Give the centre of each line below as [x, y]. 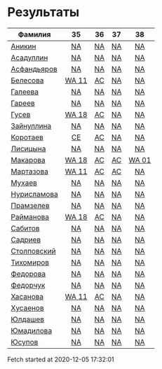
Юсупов [25, 342]
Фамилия [34, 34]
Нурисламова [34, 194]
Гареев [23, 103]
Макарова [28, 160]
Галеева [25, 92]
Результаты [43, 12]
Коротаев [27, 137]
